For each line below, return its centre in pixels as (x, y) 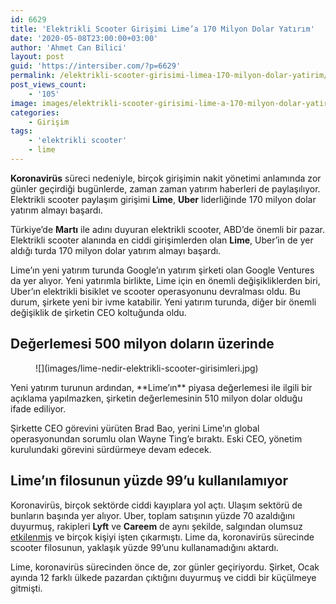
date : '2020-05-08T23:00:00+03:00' (84, 38)
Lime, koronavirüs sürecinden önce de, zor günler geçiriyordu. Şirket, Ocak (165, 567)
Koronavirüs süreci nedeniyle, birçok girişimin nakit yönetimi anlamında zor (166, 178)
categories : (35, 112)
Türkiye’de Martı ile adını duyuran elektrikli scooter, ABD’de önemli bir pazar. (167, 229)
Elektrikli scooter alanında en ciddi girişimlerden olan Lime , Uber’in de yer (162, 240)
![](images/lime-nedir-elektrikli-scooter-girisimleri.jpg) (147, 368)
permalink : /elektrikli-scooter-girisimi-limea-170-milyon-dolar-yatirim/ (169, 76)
